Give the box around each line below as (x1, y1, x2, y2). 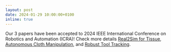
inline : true (5, 17, 33, 22)
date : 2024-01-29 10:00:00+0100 (5, 12, 74, 17)
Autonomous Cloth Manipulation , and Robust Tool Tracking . (5, 41, 131, 47)
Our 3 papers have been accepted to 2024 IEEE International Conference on (5, 31, 166, 37)
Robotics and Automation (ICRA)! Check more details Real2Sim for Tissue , (5, 36, 162, 42)
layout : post (5, 7, 33, 13)
